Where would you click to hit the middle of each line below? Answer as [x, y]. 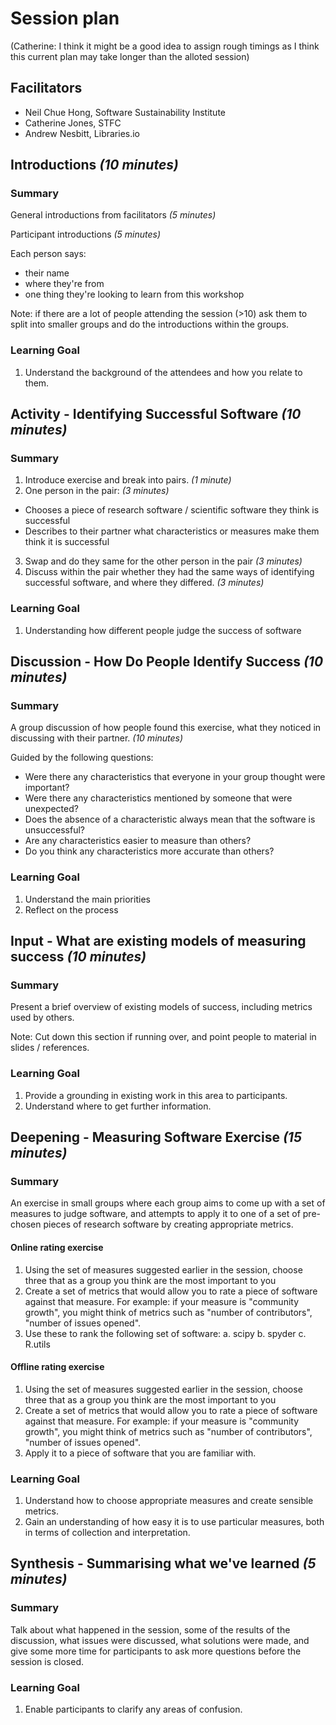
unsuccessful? [54, 830]
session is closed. [47, 1661]
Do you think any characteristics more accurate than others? [149, 851]
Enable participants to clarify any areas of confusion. [133, 1709]
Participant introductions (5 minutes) [86, 234]
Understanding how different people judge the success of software [163, 630]
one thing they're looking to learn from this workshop [134, 294]
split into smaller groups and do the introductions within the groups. [150, 324]
